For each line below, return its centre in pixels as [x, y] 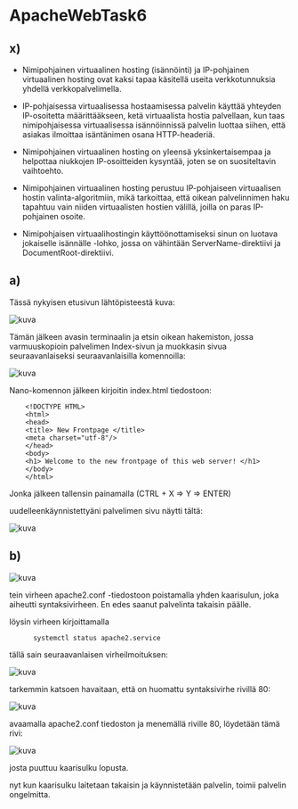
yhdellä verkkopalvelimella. [72, 89]
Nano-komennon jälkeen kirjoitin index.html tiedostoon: [110, 390]
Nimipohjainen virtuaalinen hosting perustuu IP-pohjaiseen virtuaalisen [152, 188]
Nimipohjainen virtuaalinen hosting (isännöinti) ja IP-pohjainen [136, 70]
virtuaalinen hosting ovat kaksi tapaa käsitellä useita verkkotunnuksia [149, 79]
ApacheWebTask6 [78, 16]
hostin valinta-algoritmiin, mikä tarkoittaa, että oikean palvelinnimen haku [156, 198]
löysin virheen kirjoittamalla [59, 622]
